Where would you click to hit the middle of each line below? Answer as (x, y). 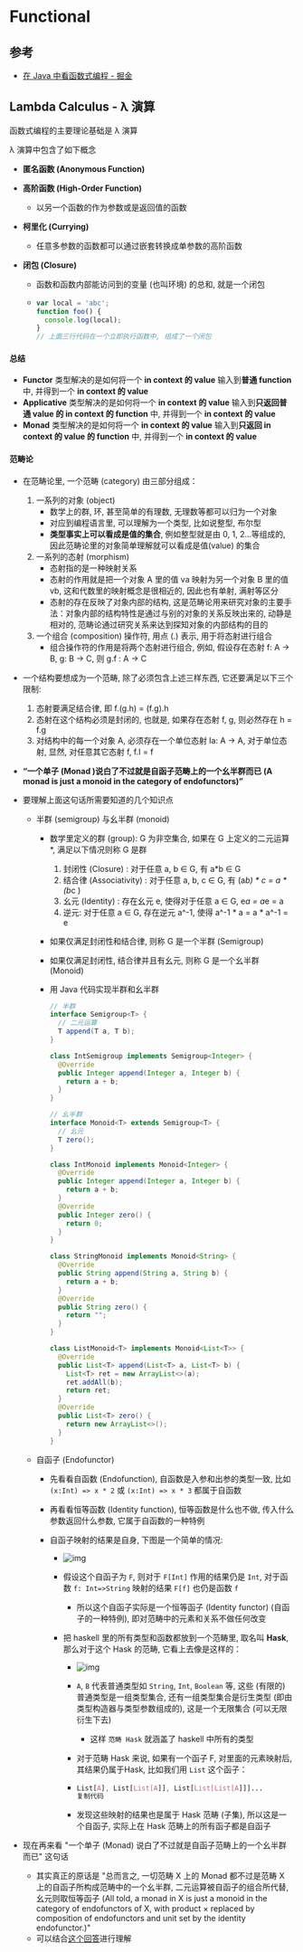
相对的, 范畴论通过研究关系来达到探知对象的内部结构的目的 (159, 624)
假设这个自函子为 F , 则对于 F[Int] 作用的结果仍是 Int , (162, 1577)
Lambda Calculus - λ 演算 (82, 107)
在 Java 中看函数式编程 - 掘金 (77, 76)
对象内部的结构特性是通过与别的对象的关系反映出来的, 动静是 (179, 613)
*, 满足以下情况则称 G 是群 (98, 849)
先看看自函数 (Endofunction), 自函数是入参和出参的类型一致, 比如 (170, 1478)
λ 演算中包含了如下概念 (53, 149)
